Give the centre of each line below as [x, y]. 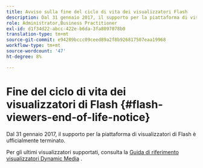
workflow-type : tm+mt [34, 46]
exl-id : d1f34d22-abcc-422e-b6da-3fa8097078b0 [66, 29]
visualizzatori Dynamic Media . [44, 158]
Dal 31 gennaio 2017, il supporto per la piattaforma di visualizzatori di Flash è [101, 134]
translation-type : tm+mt [37, 34]
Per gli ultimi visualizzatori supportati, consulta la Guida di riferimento [93, 152]
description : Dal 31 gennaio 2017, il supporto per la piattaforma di [97, 17]
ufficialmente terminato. [36, 140]
